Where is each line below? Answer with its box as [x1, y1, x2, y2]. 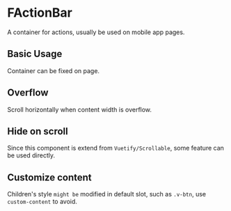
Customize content [7, 171, 92, 183]
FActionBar [7, 5, 73, 21]
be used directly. [7, 151, 56, 159]
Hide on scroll [7, 125, 68, 137]
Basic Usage [7, 48, 63, 60]
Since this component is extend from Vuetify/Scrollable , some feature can [7, 144, 225, 153]
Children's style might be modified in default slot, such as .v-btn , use [7, 190, 207, 198]
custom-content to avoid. [7, 197, 78, 206]
